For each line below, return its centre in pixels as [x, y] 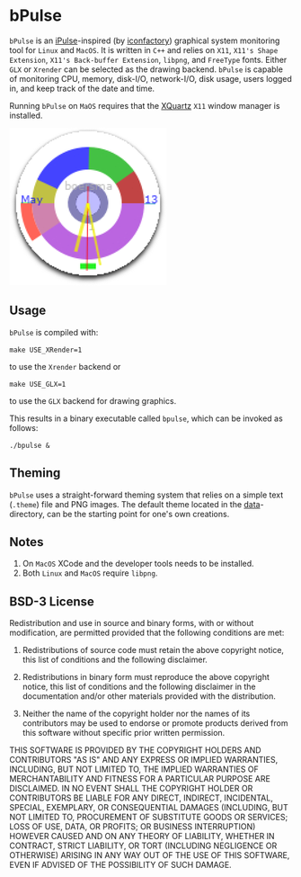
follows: [24, 427]
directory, [27, 514]
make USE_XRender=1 [46, 350]
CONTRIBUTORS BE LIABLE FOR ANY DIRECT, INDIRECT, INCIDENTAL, [142, 798]
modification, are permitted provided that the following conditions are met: [147, 633]
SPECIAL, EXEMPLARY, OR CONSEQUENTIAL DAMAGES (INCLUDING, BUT [149, 808]
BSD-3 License [52, 601]
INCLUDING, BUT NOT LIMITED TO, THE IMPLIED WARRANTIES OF [134, 769]
